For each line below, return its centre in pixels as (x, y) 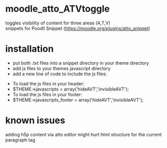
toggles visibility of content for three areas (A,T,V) (58, 23)
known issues (35, 121)
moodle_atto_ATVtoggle (57, 9)
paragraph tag (20, 140)
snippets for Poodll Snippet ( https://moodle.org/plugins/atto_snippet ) (78, 28)
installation (30, 49)
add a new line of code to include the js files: (60, 74)
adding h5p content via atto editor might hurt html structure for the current (83, 134)
